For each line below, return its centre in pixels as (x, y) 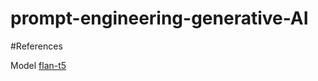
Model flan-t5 (38, 65)
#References (36, 46)
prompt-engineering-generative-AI (159, 18)
